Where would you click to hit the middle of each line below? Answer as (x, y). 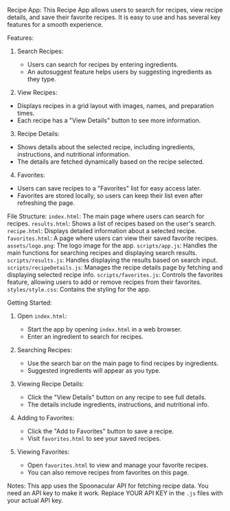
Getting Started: (30, 303)
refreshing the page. (46, 203)
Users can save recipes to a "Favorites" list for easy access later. (109, 188)
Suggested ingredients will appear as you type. (94, 370)
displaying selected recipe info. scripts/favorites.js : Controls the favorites (115, 275)
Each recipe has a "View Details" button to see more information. (109, 120)
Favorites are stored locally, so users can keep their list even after (110, 196)
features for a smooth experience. (55, 24)
